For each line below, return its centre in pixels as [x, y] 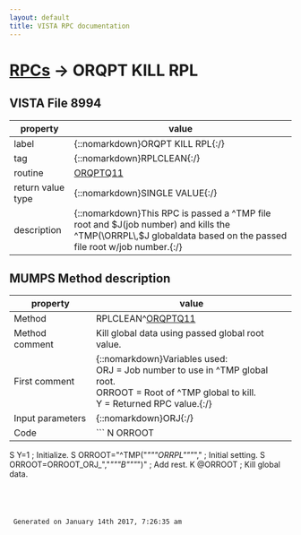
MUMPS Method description [90, 278]
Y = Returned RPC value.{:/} [154, 404]
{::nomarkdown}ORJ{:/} [145, 419]
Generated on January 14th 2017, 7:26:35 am [97, 522]
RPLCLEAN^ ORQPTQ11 [146, 319]
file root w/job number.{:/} [128, 246]
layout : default [39, 17]
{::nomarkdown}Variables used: [162, 359]
